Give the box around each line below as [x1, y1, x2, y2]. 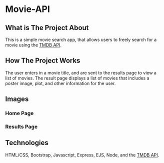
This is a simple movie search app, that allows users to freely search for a [5, 36, 157, 42]
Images [5, 95, 29, 103]
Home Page [5, 110, 34, 117]
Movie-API [5, 3, 50, 15]
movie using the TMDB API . [5, 42, 61, 48]
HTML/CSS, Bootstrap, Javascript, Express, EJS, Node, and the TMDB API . [5, 151, 159, 158]
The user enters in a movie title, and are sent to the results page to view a [5, 69, 156, 75]
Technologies [5, 138, 49, 147]
